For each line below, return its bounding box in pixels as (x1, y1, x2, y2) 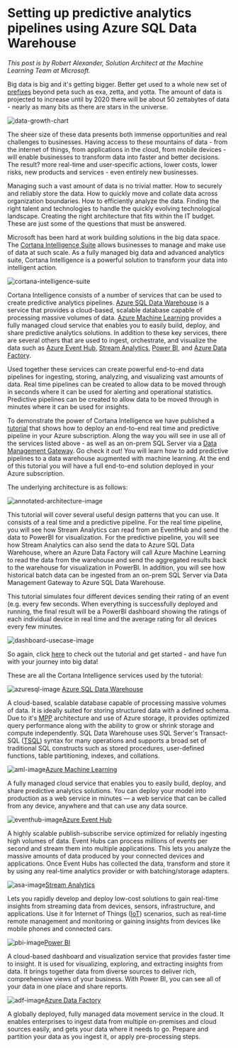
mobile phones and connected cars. (7, 924, 113, 933)
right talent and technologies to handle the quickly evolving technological (7, 204, 221, 212)
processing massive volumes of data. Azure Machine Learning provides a (7, 313, 222, 322)
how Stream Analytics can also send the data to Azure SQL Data (7, 540, 195, 549)
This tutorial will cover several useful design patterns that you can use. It (7, 510, 220, 519)
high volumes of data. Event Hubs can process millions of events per (7, 836, 208, 845)
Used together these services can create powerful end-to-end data (7, 364, 204, 373)
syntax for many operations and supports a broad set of (43, 736, 207, 745)
